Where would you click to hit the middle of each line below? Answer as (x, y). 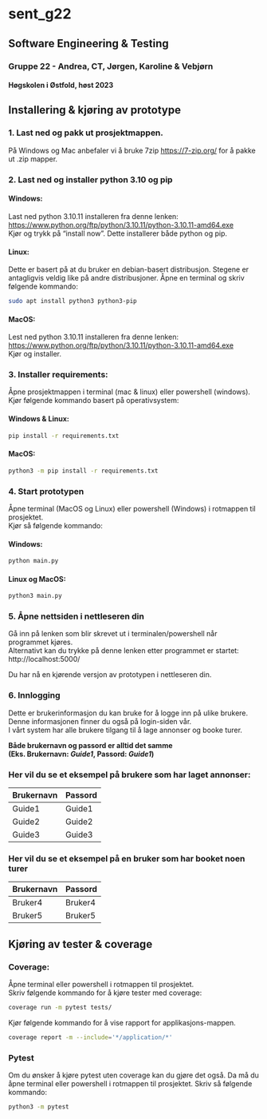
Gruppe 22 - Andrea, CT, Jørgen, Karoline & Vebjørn (111, 66)
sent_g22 (40, 14)
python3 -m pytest (39, 1107)
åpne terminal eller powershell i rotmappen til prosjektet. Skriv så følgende (130, 1084)
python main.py (33, 561)
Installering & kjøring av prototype (95, 110)
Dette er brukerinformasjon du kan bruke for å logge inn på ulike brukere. (128, 713)
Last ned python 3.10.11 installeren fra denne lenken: (94, 216)
